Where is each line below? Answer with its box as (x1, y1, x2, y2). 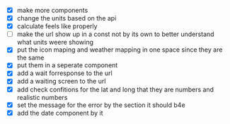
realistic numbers (16, 93, 68, 101)
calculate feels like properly (16, 22, 98, 30)
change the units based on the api (16, 14, 117, 23)
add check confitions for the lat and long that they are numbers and (16, 85, 214, 94)
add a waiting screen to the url (16, 77, 106, 86)
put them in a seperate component (16, 61, 118, 69)
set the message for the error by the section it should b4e (16, 101, 185, 109)
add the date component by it (16, 108, 103, 117)
